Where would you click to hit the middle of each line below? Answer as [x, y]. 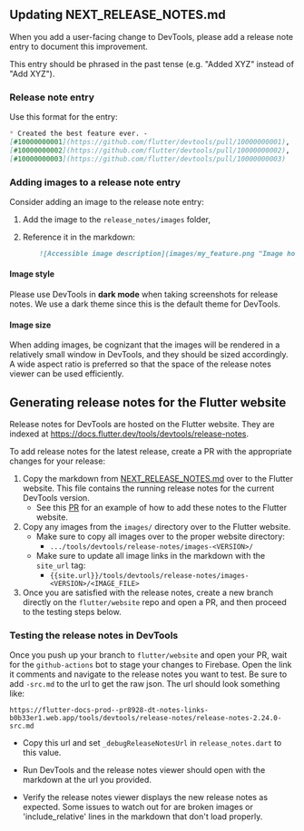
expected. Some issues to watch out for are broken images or [138, 807]
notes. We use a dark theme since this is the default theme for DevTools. [145, 304]
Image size [30, 325]
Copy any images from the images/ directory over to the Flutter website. [157, 527]
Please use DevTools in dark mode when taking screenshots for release [144, 294]
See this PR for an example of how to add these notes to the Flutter [162, 508]
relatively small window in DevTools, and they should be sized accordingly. [149, 355]
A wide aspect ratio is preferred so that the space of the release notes [141, 364]
